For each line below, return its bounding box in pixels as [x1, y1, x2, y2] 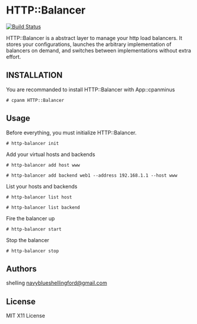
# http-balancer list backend [6, 204, 81, 210]
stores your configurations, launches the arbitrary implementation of [6, 41, 172, 48]
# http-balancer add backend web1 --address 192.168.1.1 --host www [6, 172, 178, 178]
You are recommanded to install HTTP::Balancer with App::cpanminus [6, 86, 175, 93]
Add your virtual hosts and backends [6, 151, 95, 158]
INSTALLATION [6, 70, 63, 80]
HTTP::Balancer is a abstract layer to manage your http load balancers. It [6, 34, 182, 41]
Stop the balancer [6, 236, 49, 243]
